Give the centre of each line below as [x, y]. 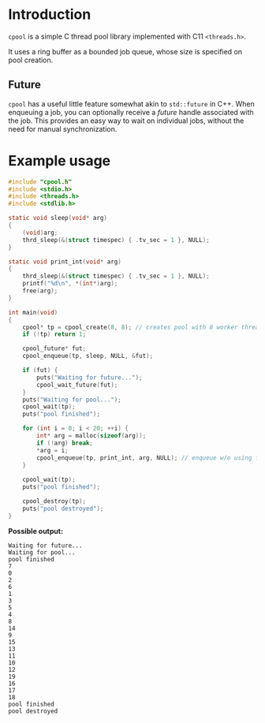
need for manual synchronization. [63, 129]
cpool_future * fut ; [54, 348]
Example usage [60, 160]
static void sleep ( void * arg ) [58, 218]
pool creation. [31, 60]
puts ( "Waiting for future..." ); [90, 377]
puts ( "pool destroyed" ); [63, 509]
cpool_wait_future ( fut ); [77, 385]
